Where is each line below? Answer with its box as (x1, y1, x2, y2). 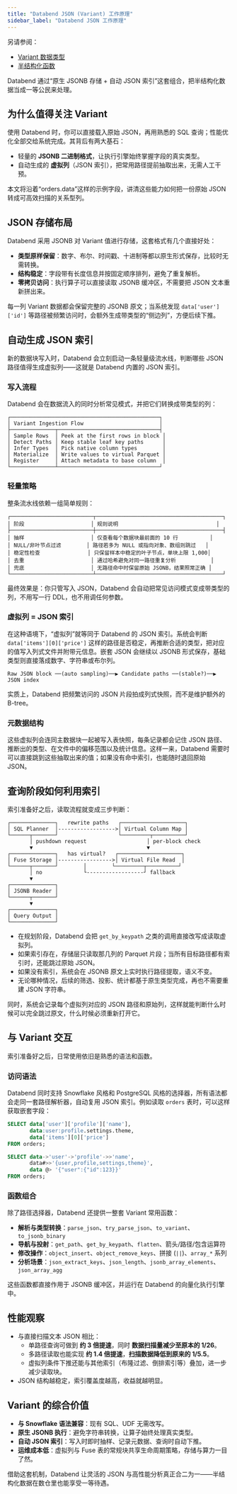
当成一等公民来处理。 (13, 85, 76, 94)
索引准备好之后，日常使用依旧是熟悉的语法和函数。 (7, 1052, 156, 1060)
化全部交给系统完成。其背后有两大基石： (7, 137, 125, 145)
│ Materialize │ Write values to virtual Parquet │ (7, 451, 166, 458)
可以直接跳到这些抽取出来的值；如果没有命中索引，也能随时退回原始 (7, 753, 206, 762)
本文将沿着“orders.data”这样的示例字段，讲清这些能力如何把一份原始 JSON (7, 185, 226, 194)
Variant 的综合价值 (7, 1399, 89, 1411)
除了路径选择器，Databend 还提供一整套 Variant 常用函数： (7, 1208, 180, 1217)
